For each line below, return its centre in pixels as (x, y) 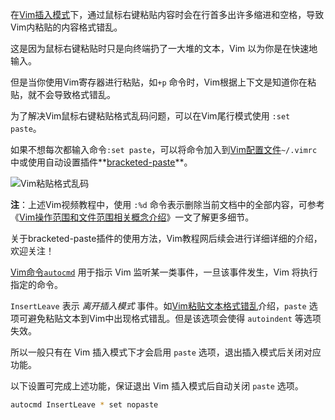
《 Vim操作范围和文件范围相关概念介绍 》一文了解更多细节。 (132, 217)
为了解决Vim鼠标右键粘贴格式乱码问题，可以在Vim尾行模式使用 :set (150, 116)
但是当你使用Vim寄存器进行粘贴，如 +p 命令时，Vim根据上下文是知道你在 (159, 82)
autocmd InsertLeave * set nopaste (84, 405)
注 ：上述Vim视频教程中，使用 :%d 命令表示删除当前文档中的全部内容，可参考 (167, 204)
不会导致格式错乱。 (76, 94)
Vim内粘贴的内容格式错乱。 (66, 27)
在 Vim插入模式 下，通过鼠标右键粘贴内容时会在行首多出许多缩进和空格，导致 (167, 14)
